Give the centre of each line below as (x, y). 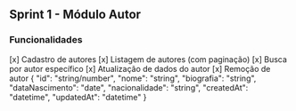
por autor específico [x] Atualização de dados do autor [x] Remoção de (140, 68)
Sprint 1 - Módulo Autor (75, 15)
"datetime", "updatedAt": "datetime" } (78, 97)
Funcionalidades (46, 40)
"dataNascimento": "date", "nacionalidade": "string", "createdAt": (129, 87)
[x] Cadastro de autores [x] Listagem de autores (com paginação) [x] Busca (148, 59)
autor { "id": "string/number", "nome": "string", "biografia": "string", (133, 78)
